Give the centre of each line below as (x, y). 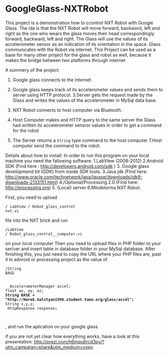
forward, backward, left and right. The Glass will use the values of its (76, 39)
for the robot (26, 130)
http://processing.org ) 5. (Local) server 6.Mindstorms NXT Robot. (73, 188)
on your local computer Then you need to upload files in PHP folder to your (83, 243)
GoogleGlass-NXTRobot (57, 9)
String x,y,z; (20, 304)
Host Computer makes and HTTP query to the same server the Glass (84, 120)
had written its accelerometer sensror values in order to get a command (87, 125)
